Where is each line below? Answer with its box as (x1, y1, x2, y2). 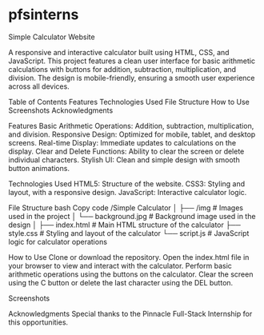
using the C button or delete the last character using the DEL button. (8, 277, 234, 287)
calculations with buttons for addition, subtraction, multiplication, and (8, 64, 237, 74)
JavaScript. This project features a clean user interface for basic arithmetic (8, 56, 256, 66)
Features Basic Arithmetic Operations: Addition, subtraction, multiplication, (8, 121, 254, 130)
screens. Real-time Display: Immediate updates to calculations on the (8, 138, 237, 147)
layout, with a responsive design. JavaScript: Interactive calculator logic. (8, 187, 247, 197)
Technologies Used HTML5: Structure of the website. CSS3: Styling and (8, 178, 246, 189)
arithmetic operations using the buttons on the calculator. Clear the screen (8, 269, 254, 279)
